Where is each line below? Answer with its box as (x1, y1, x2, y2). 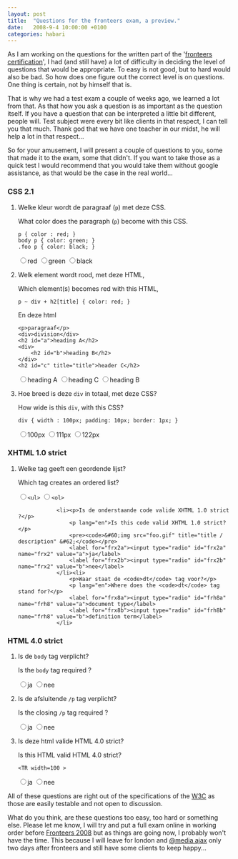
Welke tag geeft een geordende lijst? (17, 464, 127, 472)
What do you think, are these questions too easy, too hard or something (7, 813, 219, 822)
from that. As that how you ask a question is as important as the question (7, 101, 223, 111)
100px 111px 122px (27, 430, 100, 439)
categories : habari (7, 30, 66, 38)
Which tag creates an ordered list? (17, 478, 119, 487)
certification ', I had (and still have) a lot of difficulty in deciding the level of (7, 58, 226, 66)
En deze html (17, 310, 57, 319)
